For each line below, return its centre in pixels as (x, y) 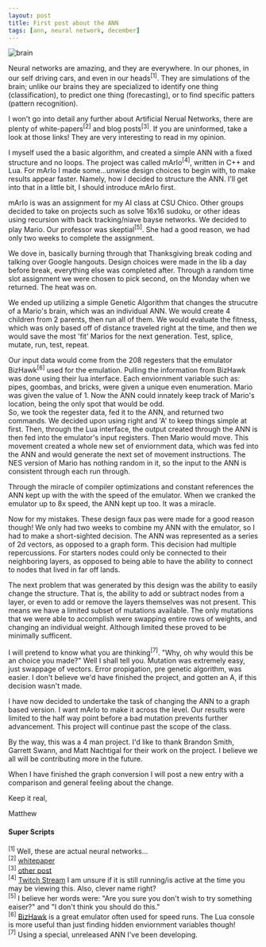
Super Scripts (31, 832)
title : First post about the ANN (64, 23)
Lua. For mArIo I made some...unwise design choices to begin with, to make (132, 171)
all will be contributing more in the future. (75, 759)
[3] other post (30, 869)
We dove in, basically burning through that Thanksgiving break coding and (130, 253)
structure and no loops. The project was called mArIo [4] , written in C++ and (132, 161)
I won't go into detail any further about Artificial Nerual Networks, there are (131, 119)
